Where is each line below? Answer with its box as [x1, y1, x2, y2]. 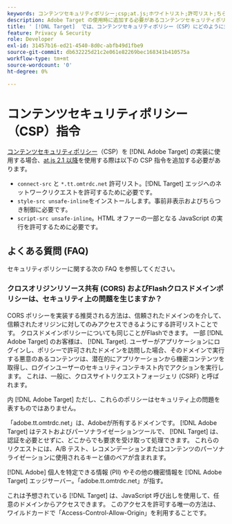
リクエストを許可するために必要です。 [47, 188, 157, 197]
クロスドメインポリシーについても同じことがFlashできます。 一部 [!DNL [20, 328, 224, 336]
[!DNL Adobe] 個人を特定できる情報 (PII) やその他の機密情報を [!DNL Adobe [7, 468, 222, 476]
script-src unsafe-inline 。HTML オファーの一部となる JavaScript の [17, 214, 217, 222]
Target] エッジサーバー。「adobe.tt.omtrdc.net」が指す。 [7, 476, 167, 485]
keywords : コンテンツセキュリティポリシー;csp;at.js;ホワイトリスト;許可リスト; [7, 10, 217, 17]
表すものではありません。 [7, 404, 80, 412]
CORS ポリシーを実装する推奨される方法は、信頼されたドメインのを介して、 [7, 311, 225, 319]
